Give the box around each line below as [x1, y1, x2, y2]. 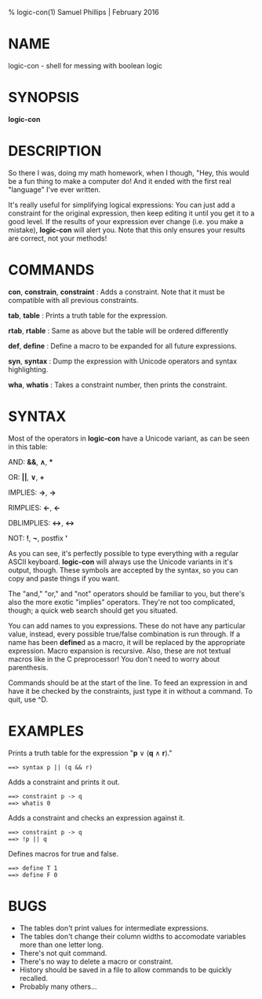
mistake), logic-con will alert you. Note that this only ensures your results [8, 225, 246, 234]
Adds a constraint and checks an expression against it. [8, 813, 185, 822]
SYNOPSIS [8, 89, 80, 106]
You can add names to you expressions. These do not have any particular [8, 621, 246, 630]
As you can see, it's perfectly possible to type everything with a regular [8, 548, 239, 558]
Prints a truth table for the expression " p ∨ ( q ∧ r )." [8, 748, 173, 758]
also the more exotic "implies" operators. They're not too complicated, [8, 597, 235, 606]
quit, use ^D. [8, 695, 49, 704]
